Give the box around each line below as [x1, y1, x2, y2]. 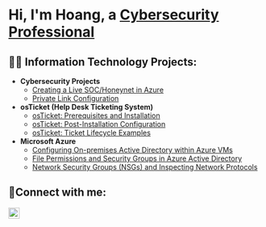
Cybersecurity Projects [19, 77, 101, 86]
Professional [8, 23, 95, 41]
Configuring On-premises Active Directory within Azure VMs [31, 145, 234, 154]
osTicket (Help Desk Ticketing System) [19, 103, 154, 111]
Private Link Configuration [31, 94, 119, 103]
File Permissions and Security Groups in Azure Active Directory [31, 153, 243, 163]
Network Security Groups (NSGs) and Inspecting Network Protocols [31, 162, 258, 171]
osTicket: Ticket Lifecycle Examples [31, 128, 152, 137]
